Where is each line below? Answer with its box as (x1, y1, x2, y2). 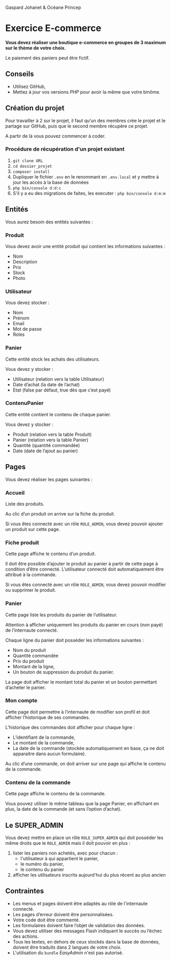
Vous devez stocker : (5, 299, 50, 306)
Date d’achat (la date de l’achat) (12, 381, 80, 387)
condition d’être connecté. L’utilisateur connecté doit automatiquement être (5, 566, 164, 573)
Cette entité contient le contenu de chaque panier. (5, 411, 111, 417)
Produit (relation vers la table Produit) (12, 431, 92, 437)
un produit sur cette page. (5, 526, 60, 532)
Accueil (5, 489, 25, 496)
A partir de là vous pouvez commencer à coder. (5, 133, 106, 139)
